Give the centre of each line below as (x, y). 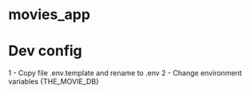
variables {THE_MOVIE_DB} (54, 82)
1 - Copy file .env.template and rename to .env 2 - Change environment (125, 73)
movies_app (49, 15)
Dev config (45, 51)
